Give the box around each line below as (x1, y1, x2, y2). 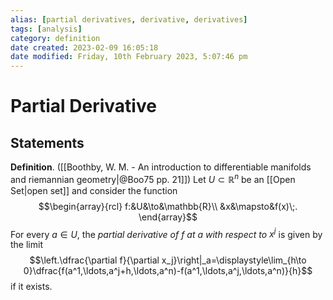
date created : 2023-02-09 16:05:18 (10, 42, 159, 53)
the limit (10, 239, 43, 251)
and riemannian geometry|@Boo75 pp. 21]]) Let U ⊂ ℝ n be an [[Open (10, 172, 296, 185)
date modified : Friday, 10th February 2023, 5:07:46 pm (10, 52, 248, 62)
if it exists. (10, 281, 53, 293)
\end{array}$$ (138, 211, 198, 223)
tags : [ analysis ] (10, 24, 83, 34)
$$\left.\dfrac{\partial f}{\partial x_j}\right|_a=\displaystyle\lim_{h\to (29, 254, 307, 266)
